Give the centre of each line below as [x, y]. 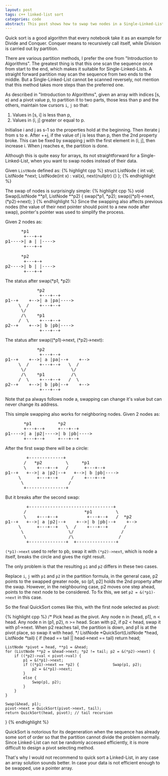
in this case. [30, 597]
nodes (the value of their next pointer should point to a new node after [77, 207]
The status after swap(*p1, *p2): [38, 281]
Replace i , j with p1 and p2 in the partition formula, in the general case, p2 [82, 576]
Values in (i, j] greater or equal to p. [49, 120]
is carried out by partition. [32, 49]
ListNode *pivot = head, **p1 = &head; [47, 647]
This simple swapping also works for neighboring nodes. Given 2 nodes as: [82, 414]
